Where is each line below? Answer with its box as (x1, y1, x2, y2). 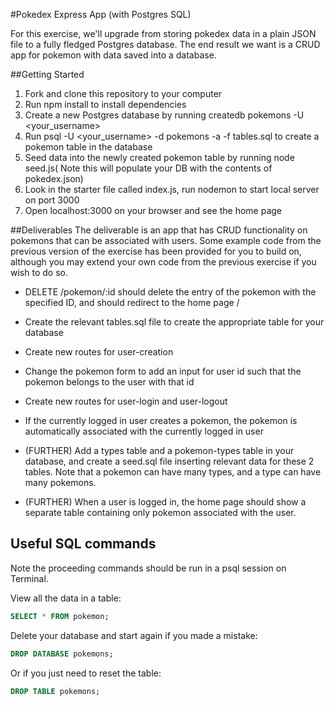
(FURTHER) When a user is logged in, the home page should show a (24, 496, 307, 508)
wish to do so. (10, 267, 68, 278)
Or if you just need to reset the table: (10, 667, 162, 679)
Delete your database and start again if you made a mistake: (10, 629, 258, 641)
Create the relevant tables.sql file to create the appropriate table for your (24, 316, 325, 328)
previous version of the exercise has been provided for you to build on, (10, 245, 302, 257)
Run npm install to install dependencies (24, 99, 187, 110)
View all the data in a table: (10, 592, 122, 604)
